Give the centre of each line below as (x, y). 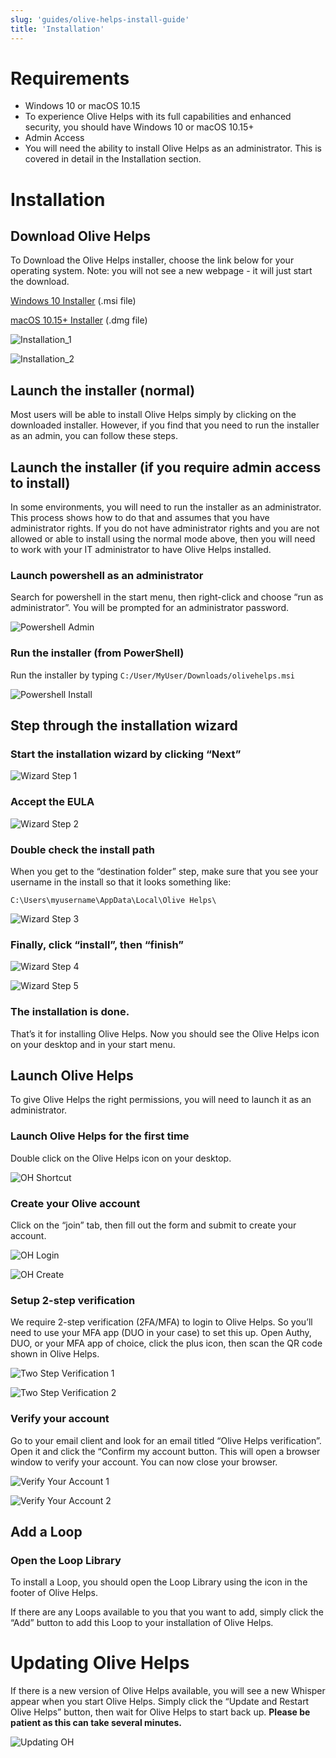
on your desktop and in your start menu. (93, 1044)
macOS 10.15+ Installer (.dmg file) (79, 320)
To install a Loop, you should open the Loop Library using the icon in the (159, 1582)
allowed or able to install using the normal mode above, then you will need (163, 539)
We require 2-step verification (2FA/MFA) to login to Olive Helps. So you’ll (161, 1322)
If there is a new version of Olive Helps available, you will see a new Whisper (168, 1691)
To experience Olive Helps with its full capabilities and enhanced (158, 117)
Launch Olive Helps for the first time (100, 1136)
